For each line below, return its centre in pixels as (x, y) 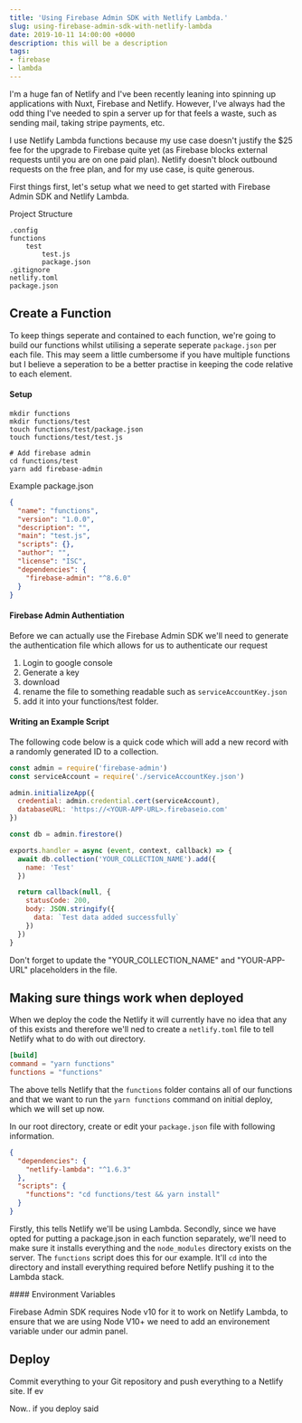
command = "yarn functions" (62, 1064)
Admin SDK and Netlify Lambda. (69, 196)
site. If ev (26, 1390)
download (41, 682)
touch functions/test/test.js (66, 437)
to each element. (41, 374)
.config (24, 230)
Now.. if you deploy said (54, 1409)
